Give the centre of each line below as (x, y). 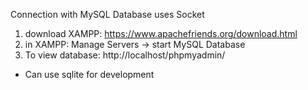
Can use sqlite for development (89, 74)
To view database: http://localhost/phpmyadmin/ (125, 55)
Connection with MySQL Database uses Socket (107, 14)
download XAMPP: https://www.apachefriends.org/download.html (161, 33)
